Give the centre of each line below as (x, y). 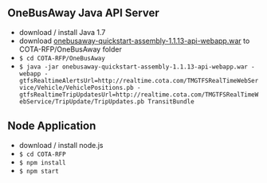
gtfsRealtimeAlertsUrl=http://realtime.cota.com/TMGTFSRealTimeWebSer (139, 80)
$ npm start (39, 171)
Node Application (52, 126)
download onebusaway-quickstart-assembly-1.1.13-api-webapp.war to (134, 41)
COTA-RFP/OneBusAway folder (71, 49)
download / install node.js (61, 145)
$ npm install (42, 162)
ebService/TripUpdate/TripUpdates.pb (82, 101)
